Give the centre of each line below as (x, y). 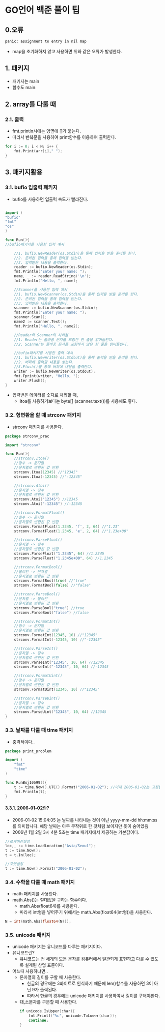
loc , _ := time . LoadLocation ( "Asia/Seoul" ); (50, 846)
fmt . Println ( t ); (31, 792)
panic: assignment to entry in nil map (46, 41)
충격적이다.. (24, 742)
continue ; (39, 1021)
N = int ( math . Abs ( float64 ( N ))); (38, 922)
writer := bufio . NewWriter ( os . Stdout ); (55, 371)
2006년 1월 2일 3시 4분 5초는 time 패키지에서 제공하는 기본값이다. (76, 832)
